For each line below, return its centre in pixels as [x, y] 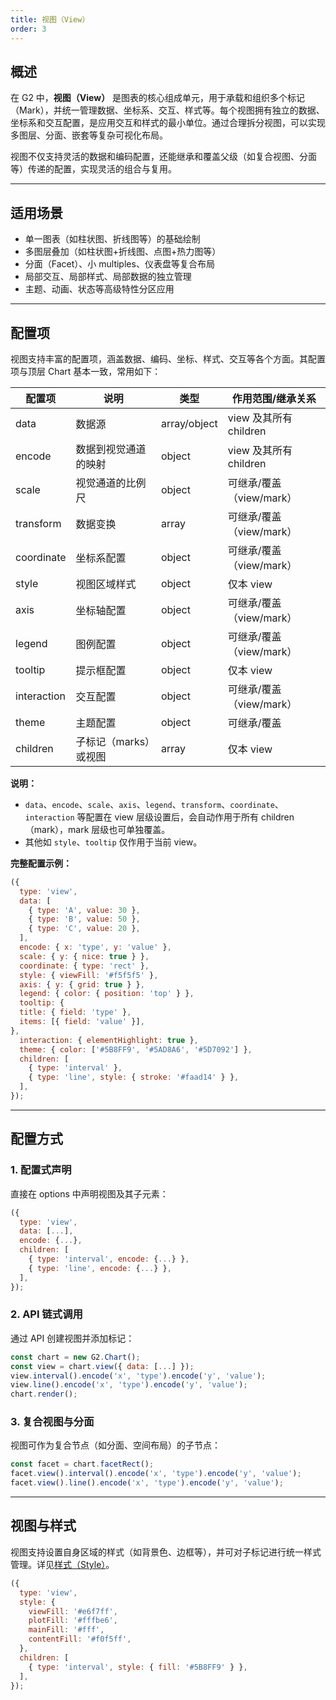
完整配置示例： [41, 863]
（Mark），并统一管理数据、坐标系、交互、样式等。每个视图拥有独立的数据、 [167, 110]
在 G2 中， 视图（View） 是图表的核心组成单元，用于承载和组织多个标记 [158, 98]
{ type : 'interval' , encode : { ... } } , [109, 1259]
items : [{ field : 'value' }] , [82, 1022]
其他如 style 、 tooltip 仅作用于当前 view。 [113, 842]
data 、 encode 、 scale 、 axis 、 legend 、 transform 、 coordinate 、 [154, 804]
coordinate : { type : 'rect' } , [84, 966]
